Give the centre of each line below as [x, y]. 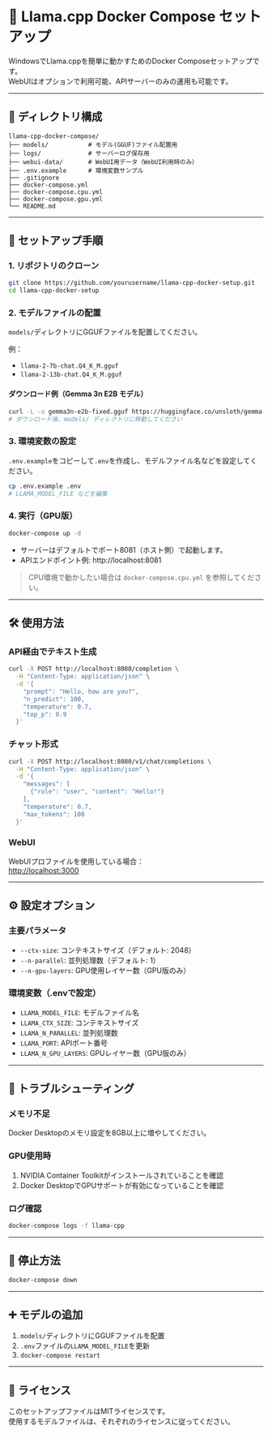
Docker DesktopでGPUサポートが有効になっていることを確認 [122, 1185]
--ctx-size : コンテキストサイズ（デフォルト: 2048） [108, 950]
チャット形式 [33, 744]
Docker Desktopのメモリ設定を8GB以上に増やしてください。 [110, 1133]
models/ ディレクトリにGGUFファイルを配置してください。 [105, 332]
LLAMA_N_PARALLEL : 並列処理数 [69, 1032]
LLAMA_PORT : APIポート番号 [64, 1043]
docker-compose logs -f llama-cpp [67, 1226]
